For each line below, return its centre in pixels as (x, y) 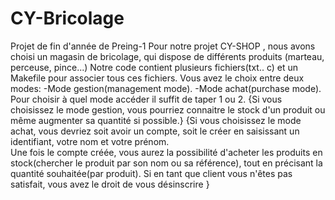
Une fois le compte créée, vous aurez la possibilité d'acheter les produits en (166, 152)
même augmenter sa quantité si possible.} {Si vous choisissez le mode (156, 120)
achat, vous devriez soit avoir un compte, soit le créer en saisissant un (155, 131)
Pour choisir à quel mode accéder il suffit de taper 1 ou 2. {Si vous (146, 99)
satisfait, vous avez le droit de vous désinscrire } (110, 184)
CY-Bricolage (67, 18)
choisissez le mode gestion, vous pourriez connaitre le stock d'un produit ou (168, 109)
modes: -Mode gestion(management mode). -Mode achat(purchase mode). (166, 88)
